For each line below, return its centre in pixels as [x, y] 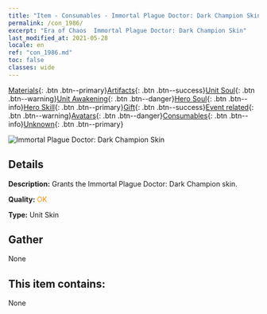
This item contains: [57, 284]
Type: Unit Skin [34, 214]
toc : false [26, 61]
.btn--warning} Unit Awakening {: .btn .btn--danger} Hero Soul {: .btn [118, 98]
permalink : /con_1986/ [46, 23]
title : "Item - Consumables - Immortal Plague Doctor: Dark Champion [126, 16]
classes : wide [32, 68]
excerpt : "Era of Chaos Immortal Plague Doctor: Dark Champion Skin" [128, 30]
